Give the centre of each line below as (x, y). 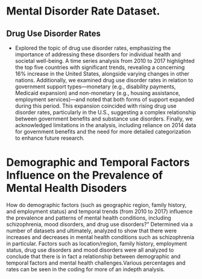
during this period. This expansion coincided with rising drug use (96, 106)
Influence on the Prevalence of (85, 175)
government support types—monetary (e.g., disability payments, (95, 87)
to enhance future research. (50, 138)
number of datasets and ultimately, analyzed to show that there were (91, 231)
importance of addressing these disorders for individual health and (98, 54)
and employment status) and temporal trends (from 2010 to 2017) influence (99, 211)
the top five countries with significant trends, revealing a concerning (100, 67)
